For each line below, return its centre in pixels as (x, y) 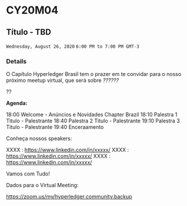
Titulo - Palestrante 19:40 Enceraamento (55, 127)
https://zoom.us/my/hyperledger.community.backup (69, 197)
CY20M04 (32, 10)
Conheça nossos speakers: (39, 138)
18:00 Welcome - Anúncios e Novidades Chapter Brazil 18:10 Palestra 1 (92, 115)
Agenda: (17, 103)
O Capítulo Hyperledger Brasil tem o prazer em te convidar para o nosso (94, 74)
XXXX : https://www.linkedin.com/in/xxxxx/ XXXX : (68, 150)
